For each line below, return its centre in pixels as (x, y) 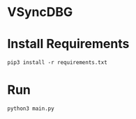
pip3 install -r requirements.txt (58, 63)
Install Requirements (68, 44)
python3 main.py (31, 109)
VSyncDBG (40, 12)
